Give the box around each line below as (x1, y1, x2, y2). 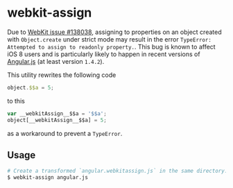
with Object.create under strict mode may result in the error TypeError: (7, 35, 212, 43)
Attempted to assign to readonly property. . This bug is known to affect (7, 42, 216, 51)
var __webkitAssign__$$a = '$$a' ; (7, 110, 107, 117)
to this (7, 96, 26, 105)
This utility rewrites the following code (7, 71, 116, 79)
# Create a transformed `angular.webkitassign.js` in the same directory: (7, 168, 228, 175)
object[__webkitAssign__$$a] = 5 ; (7, 117, 107, 123)
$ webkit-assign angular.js (7, 174, 89, 181)
